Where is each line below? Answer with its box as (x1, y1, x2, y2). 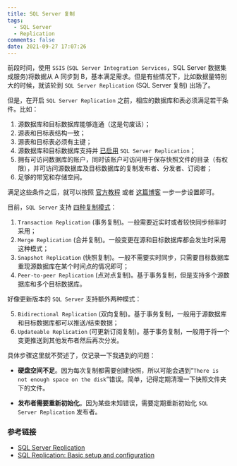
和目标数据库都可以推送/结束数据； (17, 318, 119, 327)
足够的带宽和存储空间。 (17, 173, 86, 181)
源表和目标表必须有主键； (17, 138, 92, 145)
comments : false (7, 37, 55, 44)
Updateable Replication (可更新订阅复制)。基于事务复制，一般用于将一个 (17, 328, 230, 335)
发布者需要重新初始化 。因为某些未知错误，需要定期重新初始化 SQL (17, 399, 209, 407)
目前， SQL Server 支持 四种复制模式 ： (7, 203, 117, 211)
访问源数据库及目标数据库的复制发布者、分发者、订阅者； (45, 164, 213, 172)
